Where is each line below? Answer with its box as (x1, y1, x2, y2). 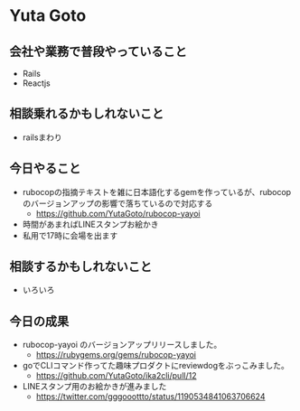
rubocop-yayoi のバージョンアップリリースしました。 (22, 340, 222, 350)
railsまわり (22, 132, 63, 143)
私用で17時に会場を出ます (22, 229, 118, 240)
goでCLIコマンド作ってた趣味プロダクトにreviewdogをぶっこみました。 (22, 360, 289, 371)
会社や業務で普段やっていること (9, 43, 187, 59)
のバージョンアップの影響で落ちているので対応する (22, 198, 213, 209)
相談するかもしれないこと (9, 259, 152, 275)
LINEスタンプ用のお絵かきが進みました (22, 381, 167, 392)
